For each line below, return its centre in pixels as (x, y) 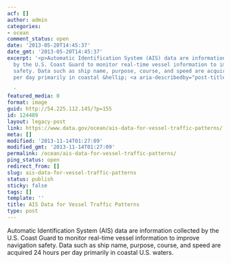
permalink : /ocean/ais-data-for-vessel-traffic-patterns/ (92, 154)
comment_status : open (38, 39)
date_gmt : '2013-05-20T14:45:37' (55, 52)
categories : (24, 26)
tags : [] (20, 192)
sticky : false (27, 185)
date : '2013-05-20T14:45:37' (49, 45)
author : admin (27, 20)
